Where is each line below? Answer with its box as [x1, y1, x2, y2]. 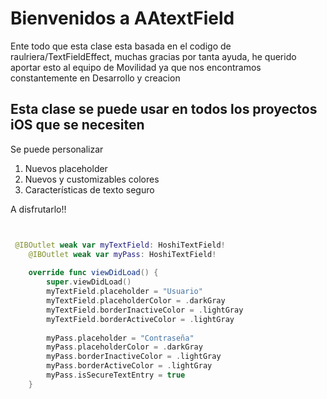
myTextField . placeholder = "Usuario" [46, 287, 203, 297]
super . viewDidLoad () [46, 277, 132, 287]
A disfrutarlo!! [10, 203, 67, 215]
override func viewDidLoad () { [28, 268, 159, 278]
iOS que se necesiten [10, 117, 145, 134]
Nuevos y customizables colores [24, 173, 160, 185]
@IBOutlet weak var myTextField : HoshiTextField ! [14, 240, 226, 250]
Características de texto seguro [24, 183, 155, 196]
